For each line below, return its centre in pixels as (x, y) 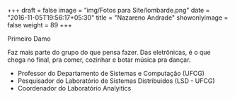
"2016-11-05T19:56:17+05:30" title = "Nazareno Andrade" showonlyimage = (118, 18)
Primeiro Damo (29, 39)
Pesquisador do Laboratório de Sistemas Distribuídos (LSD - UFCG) (116, 81)
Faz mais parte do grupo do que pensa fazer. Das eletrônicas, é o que (109, 52)
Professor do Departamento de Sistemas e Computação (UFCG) (111, 73)
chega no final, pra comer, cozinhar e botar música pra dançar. (99, 60)
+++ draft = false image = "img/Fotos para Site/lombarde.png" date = (109, 10)
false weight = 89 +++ (40, 25)
